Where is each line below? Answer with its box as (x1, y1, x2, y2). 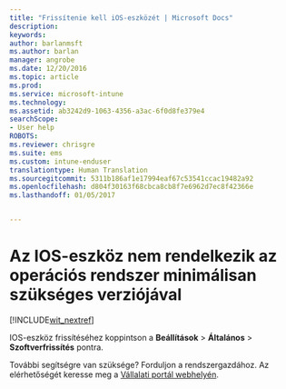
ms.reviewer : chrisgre (9, 140, 95, 149)
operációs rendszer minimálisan (9, 265, 257, 286)
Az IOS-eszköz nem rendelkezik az (9, 246, 278, 266)
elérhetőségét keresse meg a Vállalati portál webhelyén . (9, 369, 220, 380)
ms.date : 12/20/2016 (9, 65, 88, 74)
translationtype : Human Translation (9, 165, 148, 175)
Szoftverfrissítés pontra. (9, 342, 104, 353)
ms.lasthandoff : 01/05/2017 (9, 191, 116, 200)
